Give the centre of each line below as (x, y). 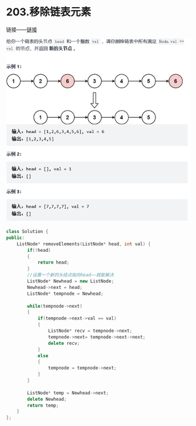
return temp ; (43, 405)
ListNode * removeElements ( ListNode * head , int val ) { (84, 244)
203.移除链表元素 (49, 12)
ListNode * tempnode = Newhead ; (65, 294)
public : (16, 238)
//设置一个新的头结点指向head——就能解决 (70, 275)
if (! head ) (39, 250)
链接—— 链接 (21, 29)
